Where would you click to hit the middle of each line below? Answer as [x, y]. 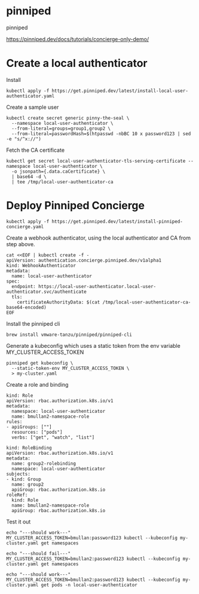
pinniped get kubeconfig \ [40, 363]
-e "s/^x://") [24, 139]
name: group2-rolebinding [44, 463]
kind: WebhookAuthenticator [41, 265]
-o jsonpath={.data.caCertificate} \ [59, 172]
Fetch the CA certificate [35, 150]
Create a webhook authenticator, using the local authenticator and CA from [99, 238]
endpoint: [24, 286]
